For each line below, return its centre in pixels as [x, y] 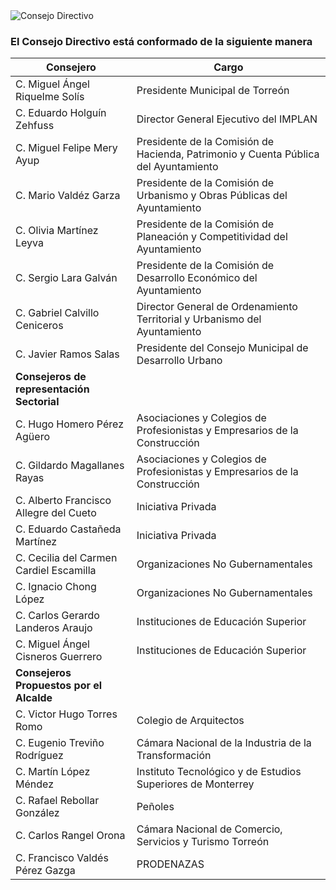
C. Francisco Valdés [62, 858]
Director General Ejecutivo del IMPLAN [227, 119]
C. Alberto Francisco [63, 501]
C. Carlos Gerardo [57, 616]
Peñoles [155, 807]
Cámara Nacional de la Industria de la [224, 743]
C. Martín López [53, 772]
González [37, 813]
